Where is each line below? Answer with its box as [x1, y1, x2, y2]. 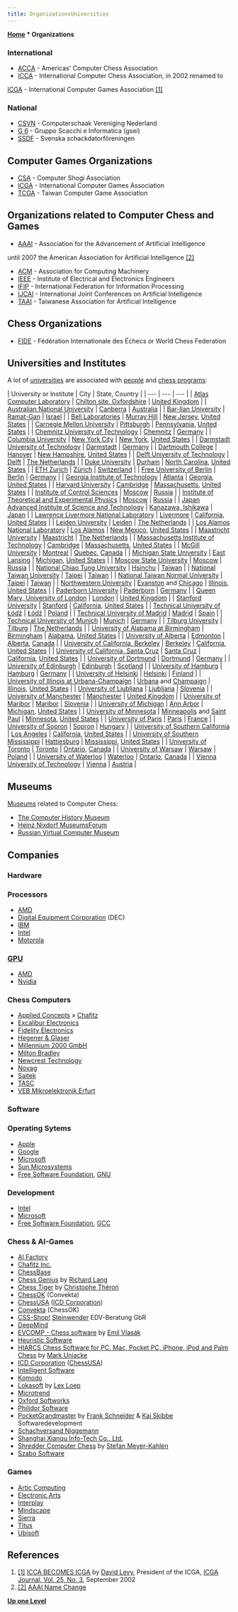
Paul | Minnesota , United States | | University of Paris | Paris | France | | [7, 715, 216, 723]
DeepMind [17, 1320, 48, 1330]
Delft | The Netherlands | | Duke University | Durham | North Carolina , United [7, 458, 231, 466]
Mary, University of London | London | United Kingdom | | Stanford [7, 594, 202, 602]
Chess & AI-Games [7, 1237, 74, 1247]
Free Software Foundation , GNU [17, 1170, 111, 1178]
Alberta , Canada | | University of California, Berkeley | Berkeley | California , [7, 639, 227, 648]
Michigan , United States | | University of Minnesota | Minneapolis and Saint [7, 707, 227, 715]
